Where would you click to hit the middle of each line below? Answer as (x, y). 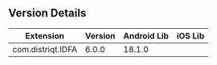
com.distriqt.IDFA (45, 49)
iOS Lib (190, 35)
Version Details (47, 13)
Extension (45, 35)
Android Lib (146, 35)
